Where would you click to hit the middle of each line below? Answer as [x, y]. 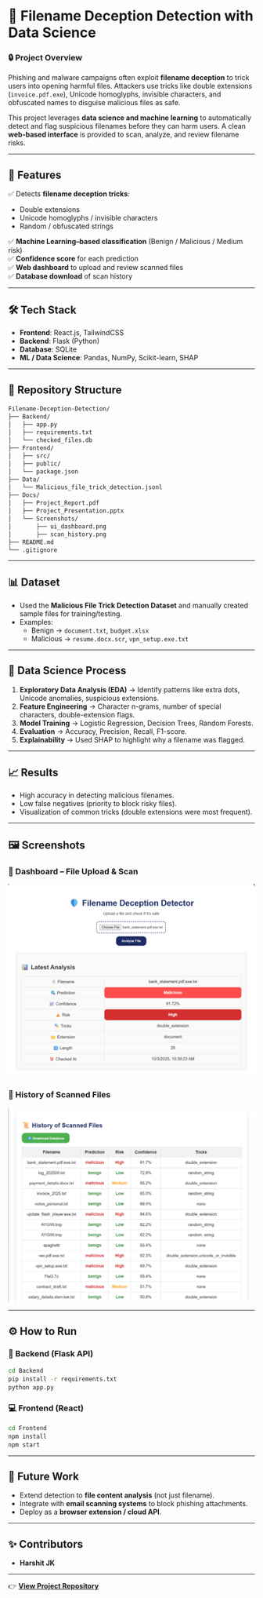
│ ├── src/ [29, 456]
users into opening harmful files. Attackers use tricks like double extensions [130, 86]
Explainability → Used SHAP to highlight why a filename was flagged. [132, 739]
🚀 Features [35, 175]
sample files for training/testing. [71, 613]
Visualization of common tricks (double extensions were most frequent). [136, 812]
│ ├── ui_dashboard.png [58, 526]
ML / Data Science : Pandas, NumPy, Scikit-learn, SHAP [109, 358]
